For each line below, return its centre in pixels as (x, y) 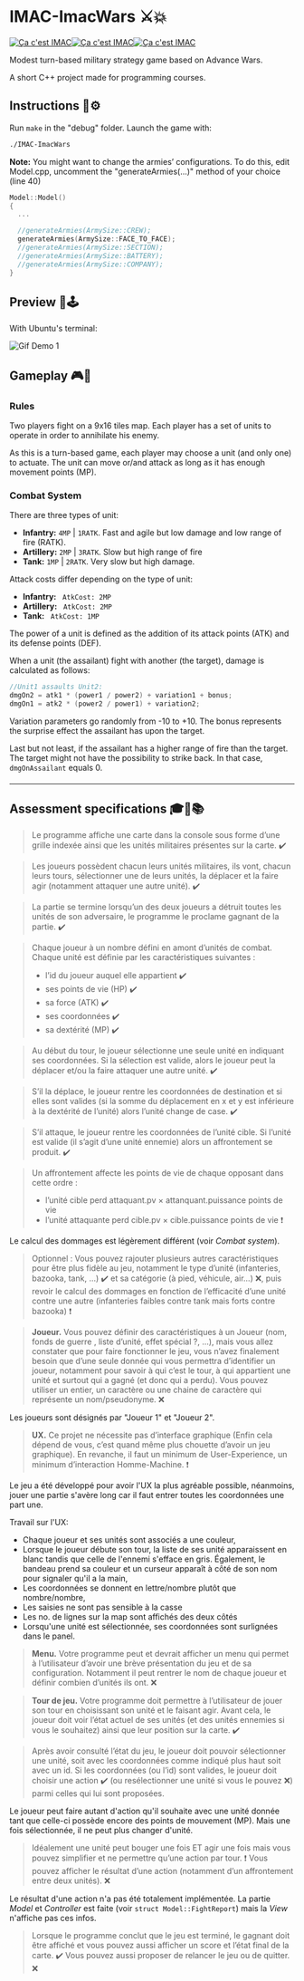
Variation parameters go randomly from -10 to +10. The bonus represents (146, 721)
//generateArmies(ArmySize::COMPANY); (91, 264)
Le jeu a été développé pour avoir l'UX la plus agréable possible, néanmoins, (152, 1486)
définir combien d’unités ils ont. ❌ (94, 1683)
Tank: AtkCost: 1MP (61, 616)
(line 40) (25, 181)
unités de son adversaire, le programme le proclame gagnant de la (155, 917)
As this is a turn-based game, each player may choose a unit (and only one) (151, 453)
